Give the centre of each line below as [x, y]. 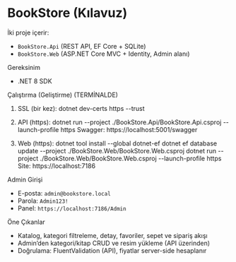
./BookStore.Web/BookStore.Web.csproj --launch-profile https [131, 158]
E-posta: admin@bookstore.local [64, 193]
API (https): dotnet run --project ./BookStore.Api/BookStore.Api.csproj [119, 122]
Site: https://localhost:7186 [57, 166]
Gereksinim [24, 67]
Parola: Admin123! [43, 201]
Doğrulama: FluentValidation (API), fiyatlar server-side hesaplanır [112, 250]
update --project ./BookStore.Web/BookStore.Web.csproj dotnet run [117, 150]
